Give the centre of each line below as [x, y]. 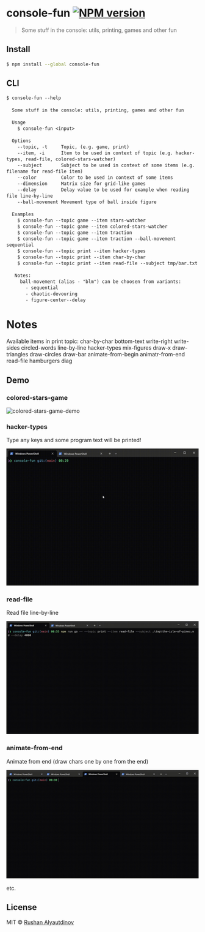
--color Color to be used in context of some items [95, 178]
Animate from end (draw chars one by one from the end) [77, 761]
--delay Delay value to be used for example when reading [103, 190]
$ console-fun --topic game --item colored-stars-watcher [92, 227]
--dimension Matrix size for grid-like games [82, 184]
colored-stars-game [37, 397]
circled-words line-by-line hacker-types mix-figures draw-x [96, 348]
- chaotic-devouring [52, 294]
